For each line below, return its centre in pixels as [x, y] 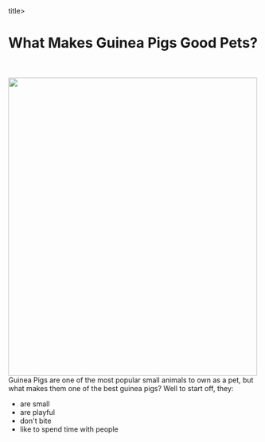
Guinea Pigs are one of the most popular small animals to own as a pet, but [131, 380]
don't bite [35, 421]
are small [35, 404]
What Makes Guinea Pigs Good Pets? [133, 43]
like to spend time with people [69, 429]
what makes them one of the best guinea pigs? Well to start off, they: [121, 388]
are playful [37, 412]
